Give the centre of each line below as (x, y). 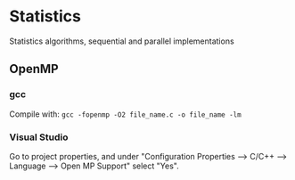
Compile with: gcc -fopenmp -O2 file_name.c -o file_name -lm (126, 114)
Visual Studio (39, 137)
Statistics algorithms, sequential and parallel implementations (122, 41)
